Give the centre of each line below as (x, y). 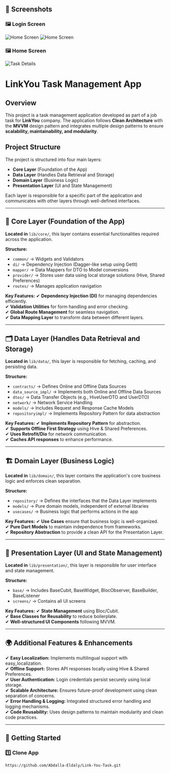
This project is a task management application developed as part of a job (81, 115)
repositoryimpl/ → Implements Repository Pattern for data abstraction (86, 413)
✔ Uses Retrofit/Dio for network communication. (56, 434)
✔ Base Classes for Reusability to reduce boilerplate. (61, 616)
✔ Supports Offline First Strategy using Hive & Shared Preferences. (76, 429)
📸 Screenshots (29, 9)
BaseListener (26, 596)
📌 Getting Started (33, 738)
